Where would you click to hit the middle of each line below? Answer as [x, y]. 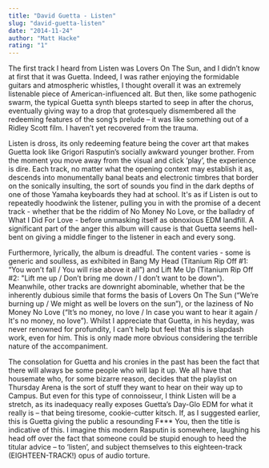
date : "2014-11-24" [41, 30]
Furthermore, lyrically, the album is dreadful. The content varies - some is [129, 252]
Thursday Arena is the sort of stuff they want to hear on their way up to [126, 387]
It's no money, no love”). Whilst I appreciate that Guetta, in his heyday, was [131, 321]
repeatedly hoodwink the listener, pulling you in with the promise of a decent [134, 203]
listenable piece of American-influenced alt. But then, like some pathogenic [132, 94]
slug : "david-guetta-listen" [57, 23]
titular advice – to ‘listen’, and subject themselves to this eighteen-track [125, 447]
